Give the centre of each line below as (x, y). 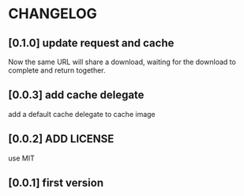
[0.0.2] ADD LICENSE (61, 139)
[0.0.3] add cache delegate (76, 95)
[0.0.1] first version (56, 183)
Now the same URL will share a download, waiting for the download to (122, 62)
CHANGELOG (53, 14)
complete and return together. (57, 70)
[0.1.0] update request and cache (91, 43)
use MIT (22, 158)
